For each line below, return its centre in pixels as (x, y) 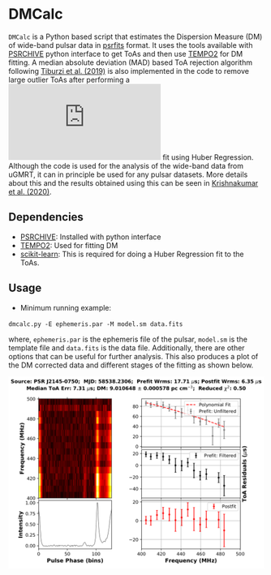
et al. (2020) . (30, 191)
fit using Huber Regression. (208, 157)
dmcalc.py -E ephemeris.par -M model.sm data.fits (96, 324)
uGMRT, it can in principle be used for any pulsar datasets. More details (128, 174)
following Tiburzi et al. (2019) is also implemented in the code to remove (129, 71)
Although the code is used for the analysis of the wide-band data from (126, 165)
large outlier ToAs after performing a (69, 79)
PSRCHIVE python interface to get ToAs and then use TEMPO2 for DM (126, 54)
